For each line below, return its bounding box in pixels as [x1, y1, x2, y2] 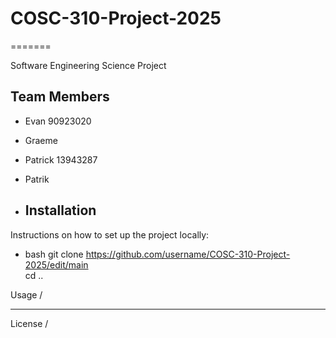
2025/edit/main [24, 258, 89, 271]
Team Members [10, 88, 110, 106]
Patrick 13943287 [24, 153, 98, 166]
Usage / [10, 288, 43, 301]
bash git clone [24, 248, 84, 260]
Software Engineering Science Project [10, 59, 167, 71]
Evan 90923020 [24, 115, 92, 127]
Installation [24, 202, 97, 219]
